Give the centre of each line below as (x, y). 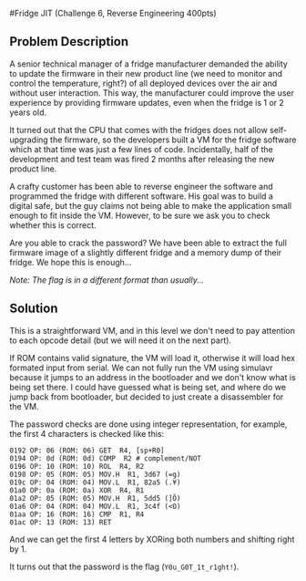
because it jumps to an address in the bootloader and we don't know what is (153, 377)
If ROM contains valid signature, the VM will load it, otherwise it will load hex (153, 358)
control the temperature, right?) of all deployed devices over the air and (143, 83)
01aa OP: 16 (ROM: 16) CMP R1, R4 (77, 514)
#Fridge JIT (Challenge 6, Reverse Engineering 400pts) (113, 13)
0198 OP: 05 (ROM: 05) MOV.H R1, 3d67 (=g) (95, 474)
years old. (28, 112)
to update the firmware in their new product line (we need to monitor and (146, 73)
